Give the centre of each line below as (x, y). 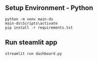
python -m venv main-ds (29, 19)
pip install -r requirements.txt (39, 28)
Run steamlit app (31, 42)
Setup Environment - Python (49, 8)
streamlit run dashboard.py (34, 53)
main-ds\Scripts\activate (31, 23)
